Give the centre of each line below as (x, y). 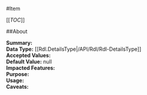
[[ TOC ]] (15, 20)
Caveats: (17, 87)
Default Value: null (29, 62)
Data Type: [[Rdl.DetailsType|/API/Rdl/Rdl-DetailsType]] (74, 49)
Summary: (19, 43)
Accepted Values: (29, 55)
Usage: (15, 80)
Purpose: (18, 74)
